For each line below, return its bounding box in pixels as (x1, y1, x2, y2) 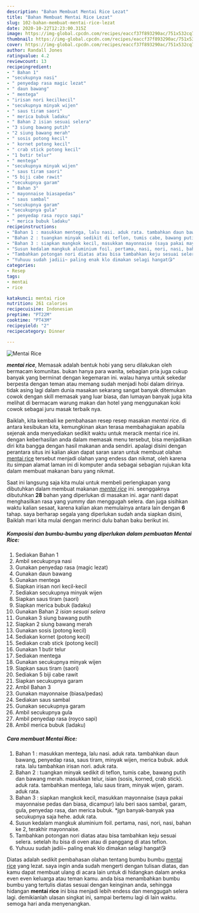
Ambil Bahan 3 (15, 683, 51, 691)
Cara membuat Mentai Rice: (6, 735, 77, 742)
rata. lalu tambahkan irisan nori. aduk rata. (15, 763, 118, 770)
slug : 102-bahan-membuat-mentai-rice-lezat (6, 20, 116, 26)
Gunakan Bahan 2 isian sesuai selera (15, 608, 106, 615)
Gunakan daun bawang (15, 570, 73, 577)
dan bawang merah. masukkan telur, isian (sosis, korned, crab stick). (15, 775, 183, 782)
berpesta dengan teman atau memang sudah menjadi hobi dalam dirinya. (6, 380, 185, 387)
